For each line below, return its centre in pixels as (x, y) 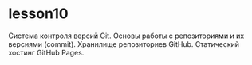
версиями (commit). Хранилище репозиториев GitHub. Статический (124, 44)
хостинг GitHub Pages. (46, 52)
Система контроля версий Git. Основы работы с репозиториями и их (126, 36)
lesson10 (39, 14)
